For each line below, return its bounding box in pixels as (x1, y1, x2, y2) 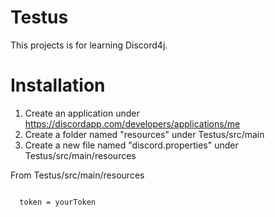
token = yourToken (19, 197, 97, 207)
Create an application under (24, 107, 140, 119)
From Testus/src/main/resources (10, 169, 145, 181)
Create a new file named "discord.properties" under (24, 139, 239, 151)
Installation (10, 74, 106, 97)
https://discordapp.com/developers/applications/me (24, 117, 241, 130)
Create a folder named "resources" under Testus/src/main (24, 128, 265, 140)
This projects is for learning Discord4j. (10, 39, 168, 51)
